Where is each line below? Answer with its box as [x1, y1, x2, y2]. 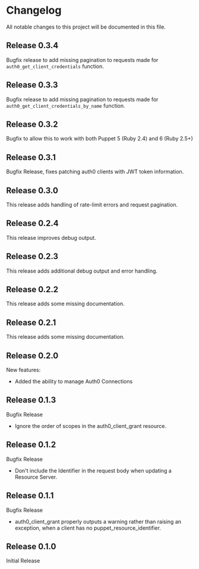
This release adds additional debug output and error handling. [6, 267, 158, 274]
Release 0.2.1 [6, 317, 56, 327]
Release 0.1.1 [6, 490, 54, 501]
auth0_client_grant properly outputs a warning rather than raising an [14, 518, 182, 525]
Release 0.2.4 [6, 218, 59, 229]
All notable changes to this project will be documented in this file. [6, 23, 166, 30]
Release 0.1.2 [6, 440, 56, 450]
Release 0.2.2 [6, 284, 58, 295]
